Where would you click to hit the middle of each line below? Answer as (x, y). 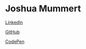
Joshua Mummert (43, 9)
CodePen (15, 41)
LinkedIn (14, 22)
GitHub (13, 32)
